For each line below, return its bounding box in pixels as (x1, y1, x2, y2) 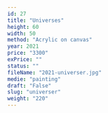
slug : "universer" (7, 88, 61, 95)
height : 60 (7, 23, 39, 30)
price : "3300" (7, 50, 49, 57)
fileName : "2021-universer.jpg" (7, 69, 102, 76)
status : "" (7, 62, 39, 69)
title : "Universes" (7, 17, 65, 24)
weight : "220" (7, 95, 49, 102)
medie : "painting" (7, 75, 61, 83)
